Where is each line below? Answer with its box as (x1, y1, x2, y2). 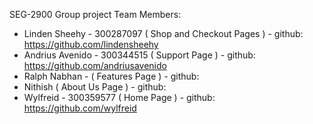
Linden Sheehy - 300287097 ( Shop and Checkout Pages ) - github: (23, 28, 304, 39)
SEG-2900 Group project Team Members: (9, 9, 182, 20)
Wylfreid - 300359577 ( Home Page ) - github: (23, 92, 216, 103)
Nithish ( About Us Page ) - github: (23, 81, 167, 93)
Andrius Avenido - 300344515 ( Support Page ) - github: (23, 49, 256, 61)
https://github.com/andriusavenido (23, 60, 167, 71)
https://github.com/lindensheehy (23, 39, 159, 50)
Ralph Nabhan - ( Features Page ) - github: (23, 70, 200, 82)
